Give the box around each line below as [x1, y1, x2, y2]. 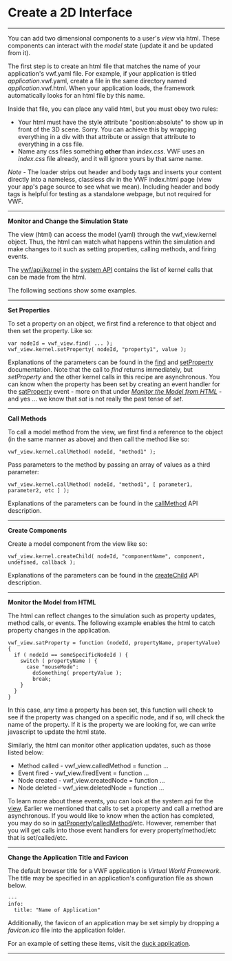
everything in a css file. [17, 140, 85, 148]
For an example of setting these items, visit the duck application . [8, 939, 191, 947]
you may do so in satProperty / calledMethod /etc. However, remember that [8, 819, 217, 827]
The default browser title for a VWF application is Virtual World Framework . [8, 866, 221, 875]
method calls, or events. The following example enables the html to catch [8, 618, 215, 627]
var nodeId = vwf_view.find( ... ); [8, 339, 113, 347]
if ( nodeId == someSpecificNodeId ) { [14, 651, 129, 658]
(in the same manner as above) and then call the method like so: [8, 435, 190, 443]
